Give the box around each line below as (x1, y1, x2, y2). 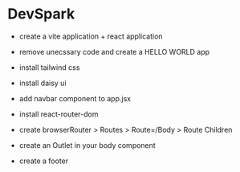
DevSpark (7, 5, 75, 23)
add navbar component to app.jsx (18, 93, 132, 103)
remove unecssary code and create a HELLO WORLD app (18, 47, 210, 56)
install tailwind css (18, 62, 80, 72)
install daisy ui (18, 78, 67, 88)
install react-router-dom (18, 109, 99, 119)
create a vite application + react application (18, 31, 163, 41)
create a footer (18, 156, 69, 166)
